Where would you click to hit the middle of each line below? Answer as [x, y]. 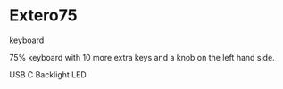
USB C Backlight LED [48, 74]
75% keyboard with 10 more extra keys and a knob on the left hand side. [142, 57]
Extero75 [43, 16]
